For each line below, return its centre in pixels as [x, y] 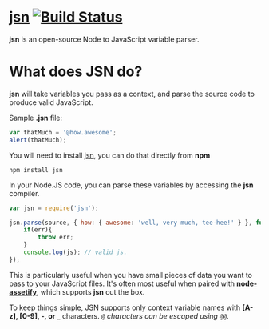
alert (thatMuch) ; [38, 140]
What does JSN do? [76, 72]
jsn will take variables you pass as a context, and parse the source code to [132, 94]
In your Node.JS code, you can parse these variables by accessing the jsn [131, 185]
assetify [23, 291]
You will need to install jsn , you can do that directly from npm [110, 155]
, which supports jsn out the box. [91, 291]
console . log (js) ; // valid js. [75, 252]
